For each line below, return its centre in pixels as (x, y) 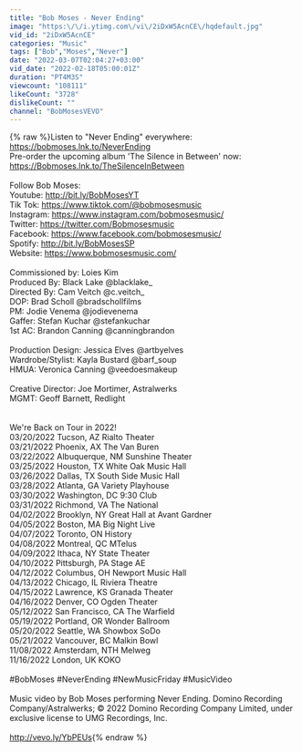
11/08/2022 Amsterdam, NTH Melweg (80, 650)
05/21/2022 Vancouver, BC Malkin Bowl (84, 641)
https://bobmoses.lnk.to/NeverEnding (80, 147)
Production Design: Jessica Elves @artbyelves (97, 350)
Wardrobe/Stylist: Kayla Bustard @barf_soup (93, 360)
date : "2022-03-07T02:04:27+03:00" (77, 60)
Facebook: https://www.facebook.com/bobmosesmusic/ (115, 234)
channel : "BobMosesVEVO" (57, 111)
